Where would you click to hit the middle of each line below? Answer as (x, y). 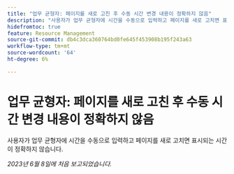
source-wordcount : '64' (42, 53)
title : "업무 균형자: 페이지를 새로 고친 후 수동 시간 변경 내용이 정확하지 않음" (109, 14)
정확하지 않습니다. (39, 149)
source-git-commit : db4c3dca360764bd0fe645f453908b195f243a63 (100, 40)
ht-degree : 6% (28, 59)
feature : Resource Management (51, 33)
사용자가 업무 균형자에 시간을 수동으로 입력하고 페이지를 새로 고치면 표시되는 (111, 140)
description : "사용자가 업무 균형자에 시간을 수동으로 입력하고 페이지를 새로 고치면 (114, 20)
